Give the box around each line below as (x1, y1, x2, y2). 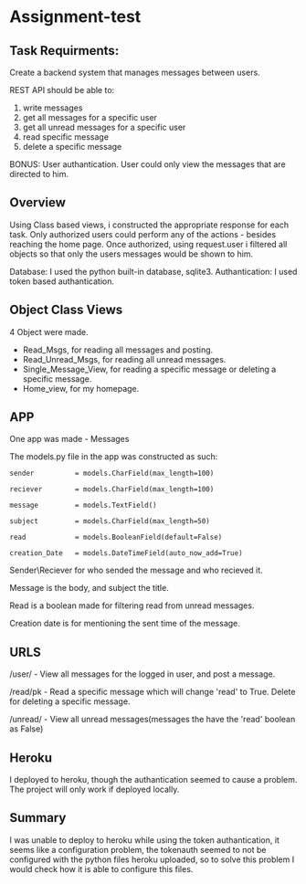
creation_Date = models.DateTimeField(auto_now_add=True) (9, 549, 244, 558)
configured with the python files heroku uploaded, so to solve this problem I (9, 854, 295, 865)
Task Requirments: (9, 43, 120, 58)
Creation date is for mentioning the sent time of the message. (9, 618, 240, 629)
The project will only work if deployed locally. (9, 784, 180, 795)
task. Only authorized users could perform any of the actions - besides (9, 228, 277, 239)
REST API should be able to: (9, 85, 115, 95)
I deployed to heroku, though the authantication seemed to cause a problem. (9, 774, 298, 785)
